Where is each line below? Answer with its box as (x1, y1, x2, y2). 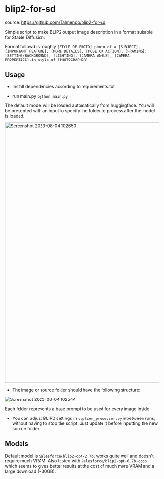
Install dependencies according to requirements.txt (12, 83, 115, 89)
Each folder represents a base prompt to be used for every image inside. (5, 406, 151, 412)
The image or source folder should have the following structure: (12, 387, 141, 393)
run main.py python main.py (12, 93, 68, 99)
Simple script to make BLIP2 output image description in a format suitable (5, 29, 153, 35)
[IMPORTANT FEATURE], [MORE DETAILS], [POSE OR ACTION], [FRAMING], (5, 49, 147, 54)
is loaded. (5, 113, 25, 119)
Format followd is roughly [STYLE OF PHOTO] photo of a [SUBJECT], (5, 43, 141, 49)
